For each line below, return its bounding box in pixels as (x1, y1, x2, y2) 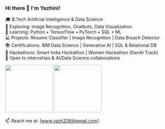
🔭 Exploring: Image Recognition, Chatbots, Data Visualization (5, 24, 132, 30)
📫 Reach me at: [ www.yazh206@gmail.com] (5, 118, 99, 124)
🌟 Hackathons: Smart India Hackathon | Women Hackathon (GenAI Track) (5, 50, 158, 56)
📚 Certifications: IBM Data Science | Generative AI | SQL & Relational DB (5, 42, 157, 49)
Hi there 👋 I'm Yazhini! (5, 5, 61, 12)
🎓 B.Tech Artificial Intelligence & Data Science (5, 16, 103, 22)
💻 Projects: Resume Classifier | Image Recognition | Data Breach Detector (5, 35, 160, 41)
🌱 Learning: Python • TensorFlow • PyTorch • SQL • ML (5, 29, 122, 35)
